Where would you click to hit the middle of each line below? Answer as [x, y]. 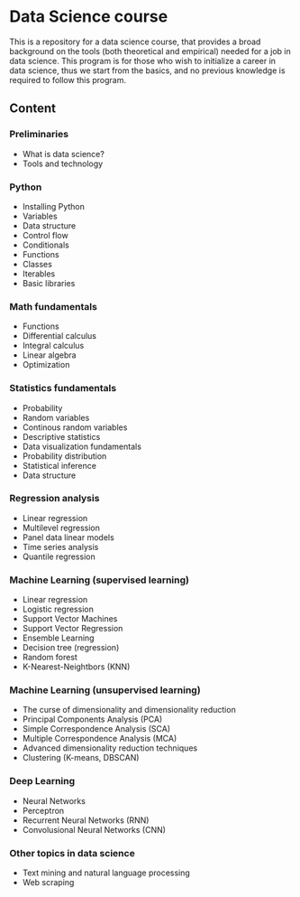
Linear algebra [49, 355]
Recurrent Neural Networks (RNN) [86, 820]
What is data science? [64, 154]
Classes [37, 264]
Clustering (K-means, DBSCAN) [81, 758]
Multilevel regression [61, 528]
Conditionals [45, 245]
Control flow [45, 235]
